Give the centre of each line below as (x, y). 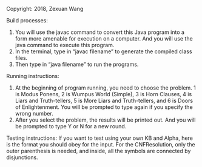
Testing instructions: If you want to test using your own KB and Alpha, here (99, 138)
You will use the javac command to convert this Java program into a (100, 32)
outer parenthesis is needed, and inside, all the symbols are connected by (99, 151)
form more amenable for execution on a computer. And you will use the (104, 38)
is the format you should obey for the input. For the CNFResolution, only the (101, 144)
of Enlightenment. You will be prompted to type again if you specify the (104, 107)
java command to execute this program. (65, 45)
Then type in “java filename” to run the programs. (77, 64)
